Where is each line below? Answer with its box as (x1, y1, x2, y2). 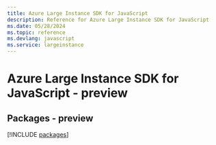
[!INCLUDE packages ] (7, 131, 69, 138)
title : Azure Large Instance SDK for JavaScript (7, 10, 148, 17)
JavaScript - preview (7, 86, 129, 101)
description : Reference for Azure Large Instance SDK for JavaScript (7, 16, 210, 23)
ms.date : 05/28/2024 (7, 22, 66, 29)
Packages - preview (7, 112, 94, 124)
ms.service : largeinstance (7, 42, 84, 48)
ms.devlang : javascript (7, 35, 75, 42)
